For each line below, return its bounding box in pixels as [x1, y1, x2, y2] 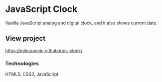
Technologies [5, 60, 39, 67]
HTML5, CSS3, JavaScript [5, 71, 59, 78]
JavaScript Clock [5, 3, 78, 15]
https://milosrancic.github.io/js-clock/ [5, 47, 83, 53]
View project [5, 34, 46, 43]
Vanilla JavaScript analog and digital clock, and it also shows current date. [5, 20, 158, 26]
